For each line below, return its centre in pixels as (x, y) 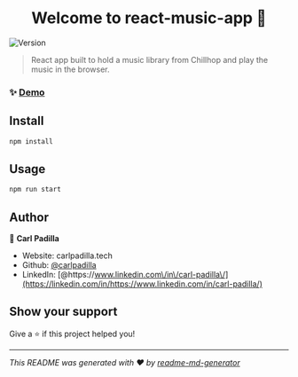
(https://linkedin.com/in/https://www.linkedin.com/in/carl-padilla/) (142, 284)
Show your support (63, 312)
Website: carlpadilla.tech (67, 255)
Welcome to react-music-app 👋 (149, 18)
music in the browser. (70, 69)
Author (29, 217)
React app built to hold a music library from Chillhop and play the (149, 59)
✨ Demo (27, 92)
